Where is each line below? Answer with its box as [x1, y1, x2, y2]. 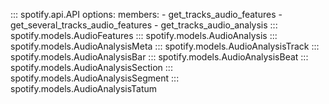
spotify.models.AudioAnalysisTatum [10, 83, 158, 94]
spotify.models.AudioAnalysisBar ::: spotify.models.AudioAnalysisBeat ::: [10, 51, 309, 63]
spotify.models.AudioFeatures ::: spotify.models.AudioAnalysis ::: [10, 30, 278, 41]
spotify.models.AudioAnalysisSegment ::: [10, 72, 180, 84]
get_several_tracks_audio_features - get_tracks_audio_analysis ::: [10, 19, 278, 31]
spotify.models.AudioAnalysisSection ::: [10, 62, 173, 73]
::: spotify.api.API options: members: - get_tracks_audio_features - [10, 9, 283, 20]
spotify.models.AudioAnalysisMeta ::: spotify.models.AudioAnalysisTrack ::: [10, 40, 320, 52]
